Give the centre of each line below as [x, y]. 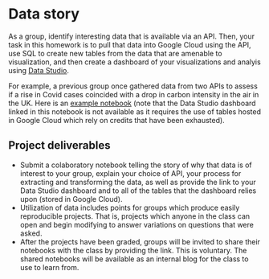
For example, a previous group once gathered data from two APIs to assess [133, 86]
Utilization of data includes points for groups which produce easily [130, 207]
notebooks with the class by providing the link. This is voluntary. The [133, 250]
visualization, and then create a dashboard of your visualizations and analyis [134, 62]
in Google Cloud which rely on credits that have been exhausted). [116, 120]
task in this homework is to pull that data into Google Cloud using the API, [130, 44]
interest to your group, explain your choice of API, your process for [130, 173]
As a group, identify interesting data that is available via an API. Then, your [132, 36]
